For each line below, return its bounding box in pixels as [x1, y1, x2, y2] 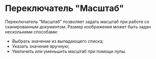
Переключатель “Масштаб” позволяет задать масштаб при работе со [5, 19, 150, 24]
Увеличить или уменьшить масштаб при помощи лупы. [12, 48, 127, 54]
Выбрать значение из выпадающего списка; [12, 38, 104, 44]
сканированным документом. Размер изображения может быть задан [5, 24, 151, 29]
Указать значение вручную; [12, 43, 70, 49]
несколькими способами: [5, 29, 58, 35]
